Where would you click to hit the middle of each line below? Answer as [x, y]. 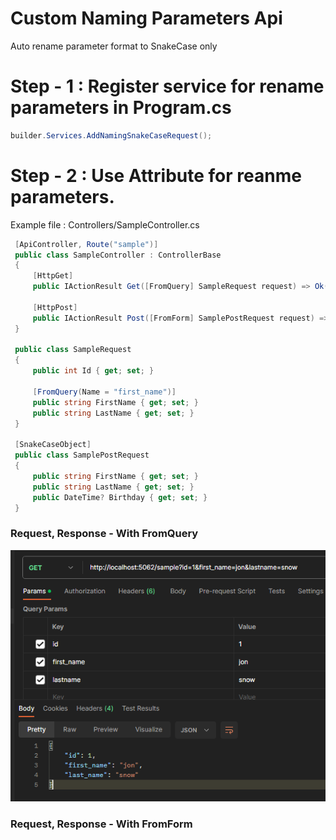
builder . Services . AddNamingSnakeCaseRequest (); [111, 135]
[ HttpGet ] [53, 276]
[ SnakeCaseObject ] [53, 445]
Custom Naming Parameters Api [146, 18]
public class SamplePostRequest [82, 455]
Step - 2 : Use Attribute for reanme [156, 175]
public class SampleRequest [73, 350]
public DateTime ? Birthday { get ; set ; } [120, 497]
